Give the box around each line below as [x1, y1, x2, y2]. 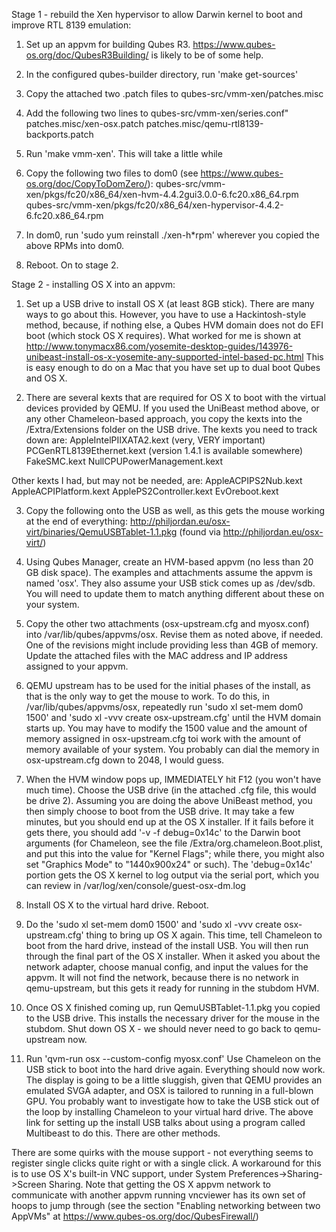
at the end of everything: [25, 515, 128, 527]
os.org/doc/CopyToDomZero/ [25, 178, 148, 189]
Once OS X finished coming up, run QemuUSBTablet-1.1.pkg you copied [25, 1002, 321, 1013]
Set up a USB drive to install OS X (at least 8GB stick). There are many [25, 298, 315, 309]
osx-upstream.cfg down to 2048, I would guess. [25, 754, 225, 766]
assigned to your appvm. [25, 660, 129, 672]
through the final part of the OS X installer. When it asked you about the [25, 950, 321, 962]
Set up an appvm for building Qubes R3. [25, 39, 191, 50]
